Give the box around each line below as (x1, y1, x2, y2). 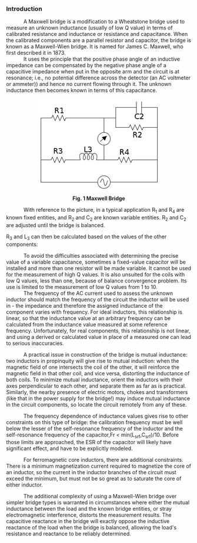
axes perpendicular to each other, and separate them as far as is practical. (6, 382, 186, 389)
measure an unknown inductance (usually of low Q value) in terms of (6, 24, 173, 31)
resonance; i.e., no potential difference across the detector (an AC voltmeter (6, 74, 191, 81)
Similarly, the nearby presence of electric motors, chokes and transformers (6, 388, 188, 395)
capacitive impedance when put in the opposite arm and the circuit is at (6, 68, 180, 75)
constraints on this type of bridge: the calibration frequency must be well (6, 418, 183, 425)
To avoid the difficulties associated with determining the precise (23, 252, 179, 259)
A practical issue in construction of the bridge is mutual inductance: (23, 351, 188, 358)
